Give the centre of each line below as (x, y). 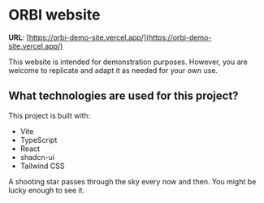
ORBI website (54, 15)
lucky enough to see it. (47, 190)
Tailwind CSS (42, 166)
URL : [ (19, 37)
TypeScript (39, 140)
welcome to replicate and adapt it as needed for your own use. (113, 70)
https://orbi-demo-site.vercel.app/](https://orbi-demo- (120, 37)
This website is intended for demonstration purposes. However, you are (128, 62)
